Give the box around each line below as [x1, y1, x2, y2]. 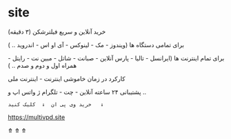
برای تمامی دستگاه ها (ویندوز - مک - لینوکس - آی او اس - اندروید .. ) [8, 40, 185, 49]
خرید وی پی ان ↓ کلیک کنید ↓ [8, 101, 104, 108]
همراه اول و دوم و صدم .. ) [8, 61, 77, 69]
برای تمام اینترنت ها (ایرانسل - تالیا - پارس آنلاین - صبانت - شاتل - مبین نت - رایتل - [8, 53, 225, 62]
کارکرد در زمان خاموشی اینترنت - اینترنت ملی [8, 74, 126, 83]
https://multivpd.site [8, 113, 66, 121]
